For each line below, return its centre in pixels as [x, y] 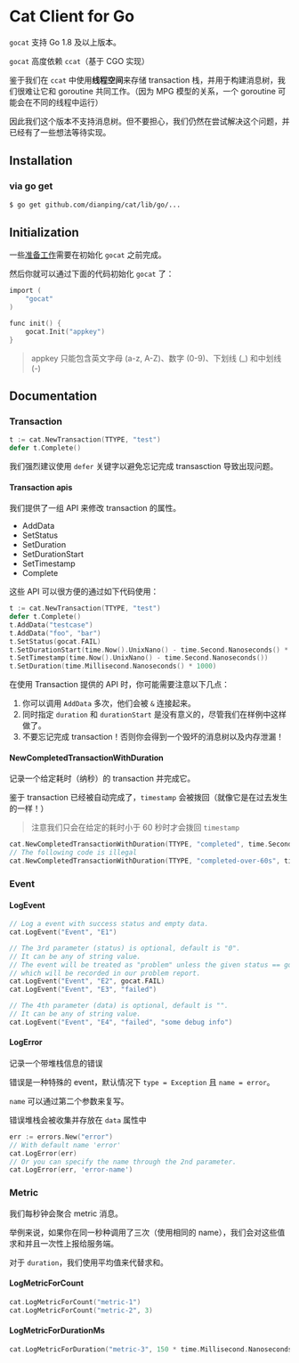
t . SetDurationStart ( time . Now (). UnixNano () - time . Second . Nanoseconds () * [149, 650]
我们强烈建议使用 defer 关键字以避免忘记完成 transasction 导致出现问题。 [144, 466]
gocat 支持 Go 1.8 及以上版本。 [65, 42]
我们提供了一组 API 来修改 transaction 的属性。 [95, 508]
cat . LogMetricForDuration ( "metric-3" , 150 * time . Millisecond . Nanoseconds [151, 1349]
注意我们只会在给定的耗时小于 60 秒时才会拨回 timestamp [135, 828]
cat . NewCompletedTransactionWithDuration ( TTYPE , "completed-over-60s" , [145, 861]
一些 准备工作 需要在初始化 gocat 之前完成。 [88, 255]
